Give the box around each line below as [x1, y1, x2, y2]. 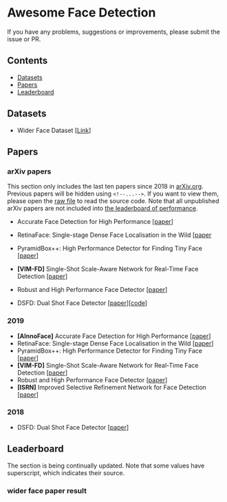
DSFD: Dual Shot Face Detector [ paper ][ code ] [17, 299, 148, 307]
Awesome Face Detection [7, 5, 156, 21]
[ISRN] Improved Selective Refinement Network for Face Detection [17, 383, 206, 391]
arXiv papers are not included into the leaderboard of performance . [7, 205, 198, 213]
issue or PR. [7, 34, 41, 43]
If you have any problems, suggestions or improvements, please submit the [7, 28, 220, 36]
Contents [7, 55, 48, 67]
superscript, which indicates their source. [7, 468, 125, 477]
